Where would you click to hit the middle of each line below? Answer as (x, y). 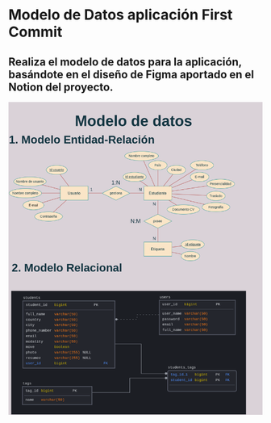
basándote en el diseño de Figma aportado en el (131, 74)
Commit (35, 32)
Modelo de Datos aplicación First (121, 15)
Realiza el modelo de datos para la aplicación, (125, 62)
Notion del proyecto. (61, 87)
